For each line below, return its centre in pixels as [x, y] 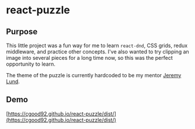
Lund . [13, 81]
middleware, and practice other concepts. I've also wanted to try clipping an [98, 52]
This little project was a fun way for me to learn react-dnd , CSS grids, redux [97, 45]
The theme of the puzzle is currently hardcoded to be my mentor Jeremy [94, 75]
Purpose [22, 32]
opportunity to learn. [31, 64]
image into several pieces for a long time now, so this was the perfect [90, 58]
